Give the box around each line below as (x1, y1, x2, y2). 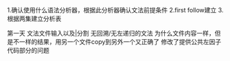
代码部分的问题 (7, 47, 49, 54)
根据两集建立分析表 (7, 14, 62, 23)
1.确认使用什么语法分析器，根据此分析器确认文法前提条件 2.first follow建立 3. (7, 6, 224, 14)
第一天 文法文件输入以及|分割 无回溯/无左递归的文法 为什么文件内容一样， (7, 29, 215, 37)
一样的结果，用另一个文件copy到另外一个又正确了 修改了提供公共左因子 (19, 38, 222, 46)
